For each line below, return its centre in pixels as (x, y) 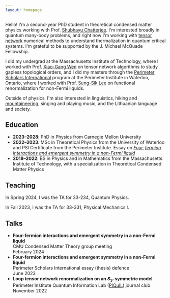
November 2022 (30, 290)
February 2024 (28, 252)
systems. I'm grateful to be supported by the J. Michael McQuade (74, 46)
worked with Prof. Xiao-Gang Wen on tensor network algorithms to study (82, 67)
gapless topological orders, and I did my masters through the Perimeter (80, 72)
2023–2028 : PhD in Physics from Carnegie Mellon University (77, 137)
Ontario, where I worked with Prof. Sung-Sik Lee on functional (70, 83)
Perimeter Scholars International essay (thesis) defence (71, 268)
